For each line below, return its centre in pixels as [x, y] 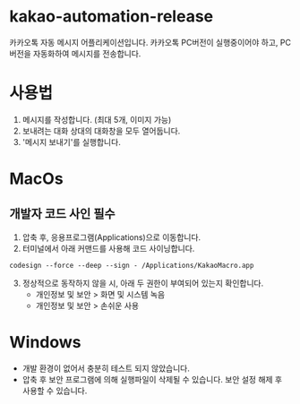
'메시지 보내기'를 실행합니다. [71, 142]
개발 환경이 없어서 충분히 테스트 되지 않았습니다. [106, 368]
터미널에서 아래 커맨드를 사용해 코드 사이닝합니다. [108, 248]
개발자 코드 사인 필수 [62, 214]
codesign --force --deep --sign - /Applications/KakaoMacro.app [132, 265]
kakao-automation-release [111, 17]
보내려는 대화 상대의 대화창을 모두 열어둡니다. [101, 131]
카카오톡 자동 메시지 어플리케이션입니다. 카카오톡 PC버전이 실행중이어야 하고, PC [150, 42]
